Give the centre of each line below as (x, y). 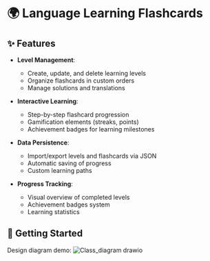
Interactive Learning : (48, 101)
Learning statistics (54, 212)
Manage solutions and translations (76, 88)
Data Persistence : (43, 143)
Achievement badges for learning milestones (91, 129)
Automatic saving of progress (69, 163)
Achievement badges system (69, 205)
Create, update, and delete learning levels (87, 73)
